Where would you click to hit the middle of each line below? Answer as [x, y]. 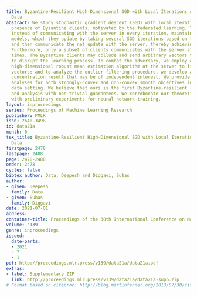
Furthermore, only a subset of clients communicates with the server [98, 50]
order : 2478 [21, 165]
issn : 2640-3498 [26, 121]
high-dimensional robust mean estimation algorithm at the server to [98, 66]
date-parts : [26, 241]
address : [17, 214]
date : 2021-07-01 [27, 208]
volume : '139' [23, 225]
